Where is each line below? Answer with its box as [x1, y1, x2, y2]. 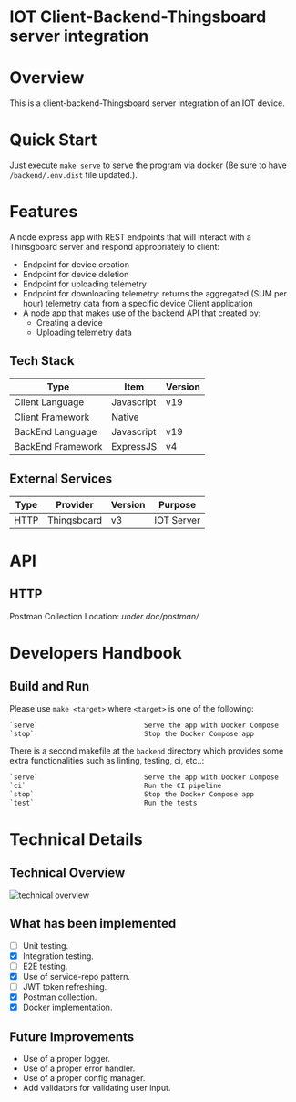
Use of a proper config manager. [22, 1072, 146, 1083]
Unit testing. [22, 940, 69, 951]
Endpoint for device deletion [22, 269, 129, 279]
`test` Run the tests [9, 798, 198, 807]
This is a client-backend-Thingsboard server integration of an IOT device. [9, 98, 285, 109]
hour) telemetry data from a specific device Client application [22, 298, 253, 308]
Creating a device [36, 317, 103, 327]
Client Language [14, 395, 85, 408]
